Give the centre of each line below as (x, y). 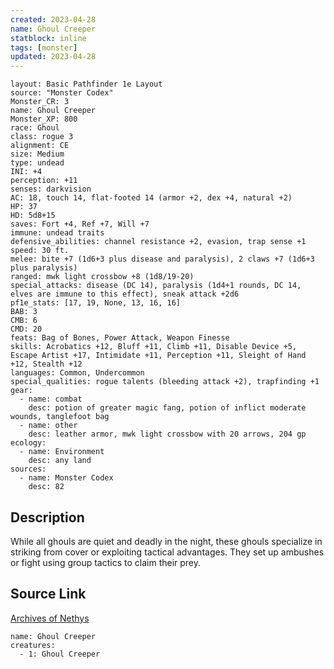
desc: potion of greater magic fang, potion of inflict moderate (167, 408)
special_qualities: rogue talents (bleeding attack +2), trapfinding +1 (165, 382)
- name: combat (51, 399)
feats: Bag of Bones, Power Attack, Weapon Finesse (120, 338)
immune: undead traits (57, 233)
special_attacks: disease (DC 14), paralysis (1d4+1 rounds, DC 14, (156, 286)
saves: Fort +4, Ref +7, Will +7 (80, 224)
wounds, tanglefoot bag (60, 417)
